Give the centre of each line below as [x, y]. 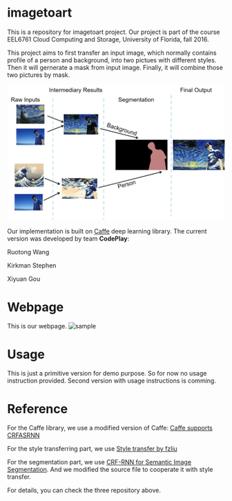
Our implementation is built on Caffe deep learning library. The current [107, 231]
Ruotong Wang [28, 252]
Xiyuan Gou [24, 279]
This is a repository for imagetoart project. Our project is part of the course [114, 32]
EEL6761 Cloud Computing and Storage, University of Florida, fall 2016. [108, 39]
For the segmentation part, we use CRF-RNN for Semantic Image [99, 462]
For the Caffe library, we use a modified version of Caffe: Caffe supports [110, 428]
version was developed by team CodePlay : [68, 239]
